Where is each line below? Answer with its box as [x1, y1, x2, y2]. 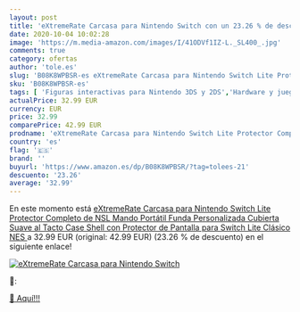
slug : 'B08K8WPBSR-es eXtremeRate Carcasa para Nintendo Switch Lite [9, 71, 274, 80]
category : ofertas [9, 54, 78, 63]
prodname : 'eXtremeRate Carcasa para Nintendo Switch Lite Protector [9, 129, 274, 138]
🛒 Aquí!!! [9, 293, 41, 304]
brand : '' [9, 153, 46, 163]
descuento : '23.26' [9, 170, 82, 179]
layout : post [9, 12, 58, 22]
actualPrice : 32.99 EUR [9, 95, 98, 105]
